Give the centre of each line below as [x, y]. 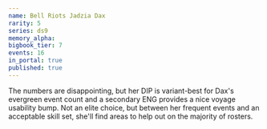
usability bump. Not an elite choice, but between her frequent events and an [134, 107]
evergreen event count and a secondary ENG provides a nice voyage [122, 99]
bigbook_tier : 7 [35, 46]
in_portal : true [35, 61]
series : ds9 [28, 30]
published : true [35, 68]
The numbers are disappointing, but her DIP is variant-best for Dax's [121, 91]
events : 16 [26, 53]
